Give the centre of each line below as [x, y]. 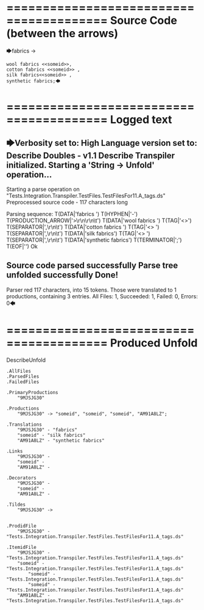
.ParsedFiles [23, 376]
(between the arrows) [62, 34]
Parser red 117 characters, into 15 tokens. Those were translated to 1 [91, 290]
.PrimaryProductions [33, 392]
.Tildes [16, 504]
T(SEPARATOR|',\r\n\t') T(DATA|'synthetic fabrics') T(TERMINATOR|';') [94, 240]
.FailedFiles [23, 382]
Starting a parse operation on [43, 189]
